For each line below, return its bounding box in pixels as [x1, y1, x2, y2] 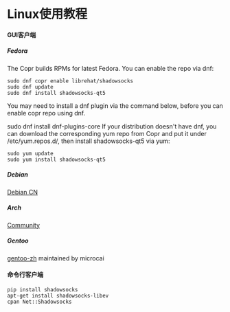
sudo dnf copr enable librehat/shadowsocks [7, 77, 134, 85]
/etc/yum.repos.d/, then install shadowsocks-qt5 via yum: [7, 137, 170, 145]
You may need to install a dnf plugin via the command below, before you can [7, 101, 223, 110]
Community [7, 221, 40, 229]
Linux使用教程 [7, 6, 88, 22]
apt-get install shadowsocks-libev [7, 292, 109, 299]
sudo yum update [7, 150, 54, 157]
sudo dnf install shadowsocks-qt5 [7, 89, 106, 96]
